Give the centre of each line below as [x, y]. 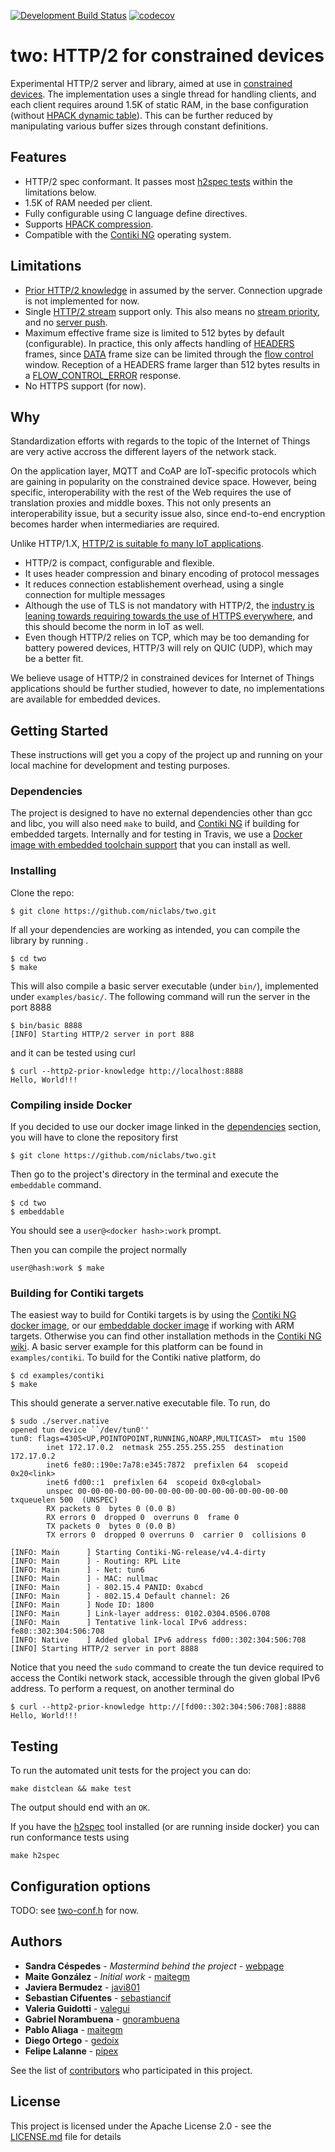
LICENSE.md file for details [66, 2136]
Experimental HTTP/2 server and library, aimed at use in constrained [151, 83]
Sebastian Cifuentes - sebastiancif [98, 1997]
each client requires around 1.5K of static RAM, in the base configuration [159, 104]
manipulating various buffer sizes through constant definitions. [139, 126]
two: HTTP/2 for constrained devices [167, 56]
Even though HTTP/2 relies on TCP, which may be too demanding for [167, 637]
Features [38, 157]
